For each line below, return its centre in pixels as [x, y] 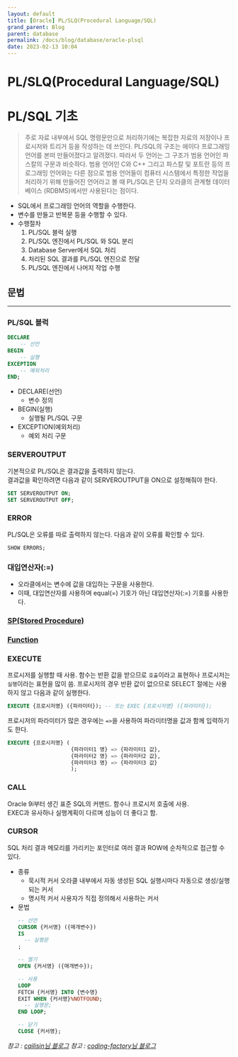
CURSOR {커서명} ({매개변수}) [57, 927]
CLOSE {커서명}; [39, 1031]
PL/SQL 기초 [42, 117]
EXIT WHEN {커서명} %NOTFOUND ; [60, 999]
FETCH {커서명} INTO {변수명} [57, 992]
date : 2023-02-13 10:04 [42, 47]
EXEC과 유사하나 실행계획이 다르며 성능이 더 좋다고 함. [83, 812]
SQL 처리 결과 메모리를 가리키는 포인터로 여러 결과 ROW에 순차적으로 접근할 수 [116, 847]
